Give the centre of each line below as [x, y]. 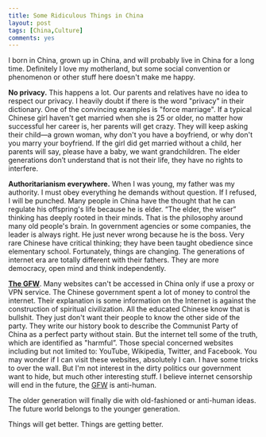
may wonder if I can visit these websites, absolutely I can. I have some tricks [133, 360]
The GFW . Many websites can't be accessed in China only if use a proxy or [131, 284]
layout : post [30, 23]
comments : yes [32, 38]
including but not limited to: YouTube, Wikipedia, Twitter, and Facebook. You [133, 351]
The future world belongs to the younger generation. [94, 409]
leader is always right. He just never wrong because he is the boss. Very [126, 234]
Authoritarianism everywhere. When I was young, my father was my [122, 184]
